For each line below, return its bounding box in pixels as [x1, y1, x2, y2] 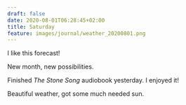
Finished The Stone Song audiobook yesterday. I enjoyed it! [7, 76, 179, 85]
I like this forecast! [7, 49, 60, 57]
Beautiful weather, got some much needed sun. [7, 90, 145, 98]
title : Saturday [7, 23, 55, 30]
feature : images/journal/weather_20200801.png [7, 29, 146, 37]
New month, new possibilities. [7, 62, 94, 71]
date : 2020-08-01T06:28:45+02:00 [7, 17, 105, 24]
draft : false [7, 10, 46, 17]
